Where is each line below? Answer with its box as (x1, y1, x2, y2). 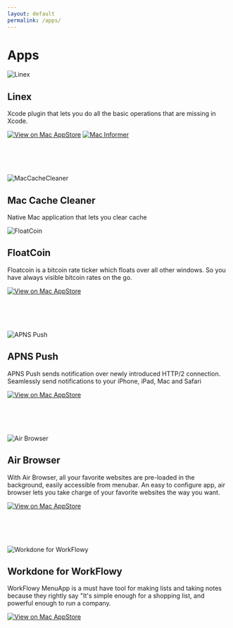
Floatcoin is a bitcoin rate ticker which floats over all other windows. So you (7, 265, 227, 274)
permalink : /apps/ (7, 17, 61, 24)
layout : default (7, 10, 55, 18)
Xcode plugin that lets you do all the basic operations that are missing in (7, 110, 216, 118)
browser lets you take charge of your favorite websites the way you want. (7, 488, 220, 496)
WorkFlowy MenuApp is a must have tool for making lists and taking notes (7, 584, 222, 593)
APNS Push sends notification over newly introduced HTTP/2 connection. (7, 369, 221, 378)
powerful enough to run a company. (7, 599, 111, 608)
